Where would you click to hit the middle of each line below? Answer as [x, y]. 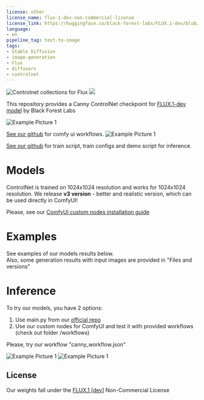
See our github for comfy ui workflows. [55, 134]
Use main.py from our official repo [58, 320]
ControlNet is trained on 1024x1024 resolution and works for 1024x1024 [96, 188]
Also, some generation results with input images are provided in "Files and [99, 260]
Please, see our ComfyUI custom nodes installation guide [78, 212]
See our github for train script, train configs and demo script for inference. [99, 146]
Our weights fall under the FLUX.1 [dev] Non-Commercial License [88, 390]
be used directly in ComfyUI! [42, 200]
